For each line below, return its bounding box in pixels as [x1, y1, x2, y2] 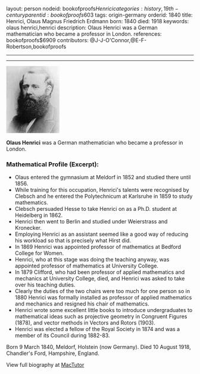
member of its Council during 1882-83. [14, 332, 110, 339]
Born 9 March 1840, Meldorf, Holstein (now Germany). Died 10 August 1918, [6, 344, 192, 351]
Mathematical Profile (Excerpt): [6, 160, 99, 169]
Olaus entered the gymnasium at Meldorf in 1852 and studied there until [14, 174, 191, 181]
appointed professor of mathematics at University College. [14, 262, 159, 270]
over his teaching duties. [14, 281, 76, 288]
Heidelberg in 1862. [14, 211, 63, 219]
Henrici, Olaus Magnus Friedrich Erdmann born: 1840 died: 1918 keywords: [6, 18, 189, 24]
